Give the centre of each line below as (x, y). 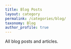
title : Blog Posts (24, 9)
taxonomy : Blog (20, 23)
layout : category (23, 14)
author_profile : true (27, 28)
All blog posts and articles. (32, 41)
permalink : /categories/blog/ (36, 18)
